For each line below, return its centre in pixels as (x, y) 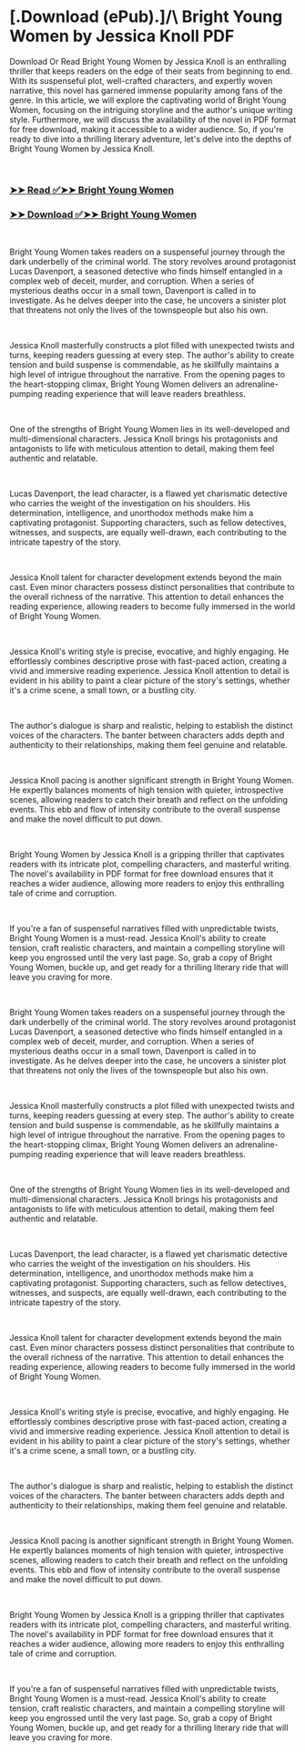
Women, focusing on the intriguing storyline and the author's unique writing (151, 109)
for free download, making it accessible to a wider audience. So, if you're (147, 129)
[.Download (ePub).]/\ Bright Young (146, 17)
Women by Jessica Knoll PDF (122, 36)
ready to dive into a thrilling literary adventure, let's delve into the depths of (151, 139)
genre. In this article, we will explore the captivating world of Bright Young (148, 100)
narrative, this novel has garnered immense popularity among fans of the (146, 90)
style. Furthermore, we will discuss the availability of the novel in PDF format (153, 119)
